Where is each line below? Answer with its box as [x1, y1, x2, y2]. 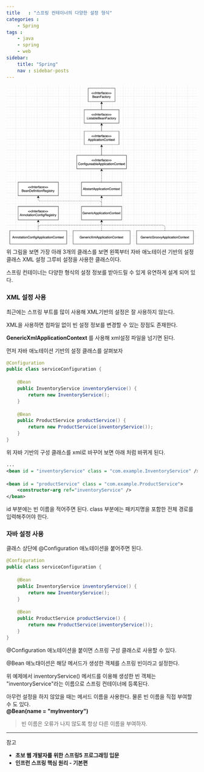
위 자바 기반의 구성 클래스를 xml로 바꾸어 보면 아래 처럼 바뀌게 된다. [6, 448, 166, 456]
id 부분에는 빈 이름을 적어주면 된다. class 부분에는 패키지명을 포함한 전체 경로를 [6, 505, 194, 513]
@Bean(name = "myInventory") [6, 707, 89, 715]
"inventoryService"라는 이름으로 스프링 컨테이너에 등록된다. [6, 679, 150, 687]
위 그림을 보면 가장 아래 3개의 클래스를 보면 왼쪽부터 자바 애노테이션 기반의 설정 [6, 248, 194, 256]
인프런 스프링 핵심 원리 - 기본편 [15, 759, 88, 767]
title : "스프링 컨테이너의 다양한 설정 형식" [6, 10, 112, 16]
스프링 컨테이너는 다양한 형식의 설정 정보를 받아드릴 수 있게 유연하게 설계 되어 [6, 268, 189, 276]
